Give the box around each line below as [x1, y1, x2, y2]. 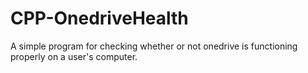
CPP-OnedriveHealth [10, 7, 189, 30]
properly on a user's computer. [10, 50, 138, 62]
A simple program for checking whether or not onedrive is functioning [10, 40, 298, 52]
